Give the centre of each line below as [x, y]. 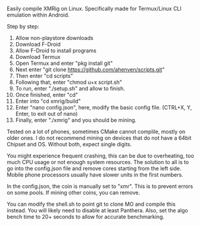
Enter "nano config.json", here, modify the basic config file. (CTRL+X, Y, [104, 107]
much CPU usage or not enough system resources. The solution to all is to [98, 162]
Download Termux [38, 57]
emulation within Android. [38, 15]
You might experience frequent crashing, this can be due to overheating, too [100, 156]
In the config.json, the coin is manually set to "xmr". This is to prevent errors [100, 186]
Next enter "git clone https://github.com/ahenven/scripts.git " [90, 70]
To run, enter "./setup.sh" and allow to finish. [70, 88]
